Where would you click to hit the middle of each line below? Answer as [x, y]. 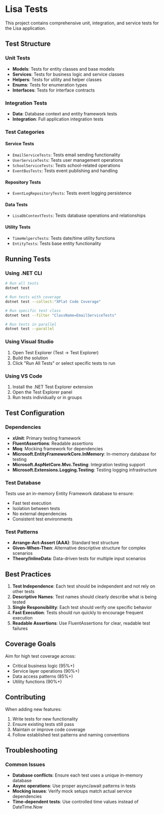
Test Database [23, 483]
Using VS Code [24, 376]
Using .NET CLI [24, 273]
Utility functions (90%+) [37, 681]
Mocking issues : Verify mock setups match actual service [72, 791]
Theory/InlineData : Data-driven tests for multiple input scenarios [79, 559]
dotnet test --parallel [30, 329]
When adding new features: [34, 709]
